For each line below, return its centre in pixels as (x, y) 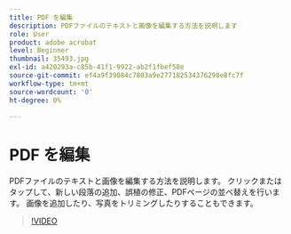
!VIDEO (44, 221)
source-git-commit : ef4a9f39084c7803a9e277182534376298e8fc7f (126, 76)
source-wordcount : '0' (51, 92)
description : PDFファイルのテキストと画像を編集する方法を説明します (123, 26)
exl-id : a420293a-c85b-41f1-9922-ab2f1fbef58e (97, 68)
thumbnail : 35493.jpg (49, 59)
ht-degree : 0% (35, 100)
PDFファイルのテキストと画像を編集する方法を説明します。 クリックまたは (145, 181)
